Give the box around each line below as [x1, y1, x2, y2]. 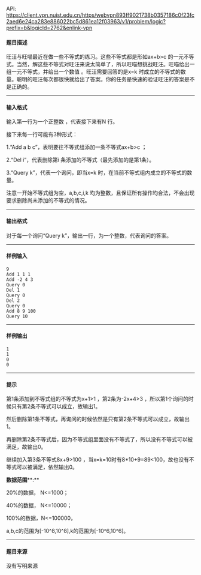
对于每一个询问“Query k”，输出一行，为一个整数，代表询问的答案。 [6, 232, 172, 239]
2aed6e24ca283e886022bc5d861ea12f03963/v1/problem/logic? [6, 18, 166, 25]
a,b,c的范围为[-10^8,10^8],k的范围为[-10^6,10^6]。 [6, 528, 129, 535]
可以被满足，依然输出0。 [16, 463, 78, 471]
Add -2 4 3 [6, 276, 33, 283]
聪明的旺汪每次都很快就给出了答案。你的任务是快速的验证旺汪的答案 [16, 76, 184, 83]
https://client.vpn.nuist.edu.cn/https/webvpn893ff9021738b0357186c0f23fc [6, 11, 195, 19]
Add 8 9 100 [6, 308, 36, 314]
